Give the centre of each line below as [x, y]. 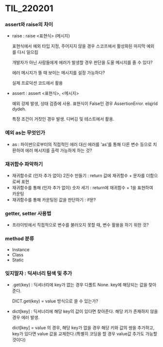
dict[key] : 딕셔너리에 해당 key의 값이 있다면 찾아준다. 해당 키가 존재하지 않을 [85, 311]
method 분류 [20, 239]
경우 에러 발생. [26, 317]
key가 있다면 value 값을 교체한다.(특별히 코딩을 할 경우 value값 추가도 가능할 [85, 333]
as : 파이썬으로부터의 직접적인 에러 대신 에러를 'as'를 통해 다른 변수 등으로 [82, 144]
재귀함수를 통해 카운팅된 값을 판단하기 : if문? [54, 200]
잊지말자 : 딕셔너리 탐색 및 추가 [39, 273]
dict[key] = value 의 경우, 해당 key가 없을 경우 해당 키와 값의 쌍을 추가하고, [83, 328]
